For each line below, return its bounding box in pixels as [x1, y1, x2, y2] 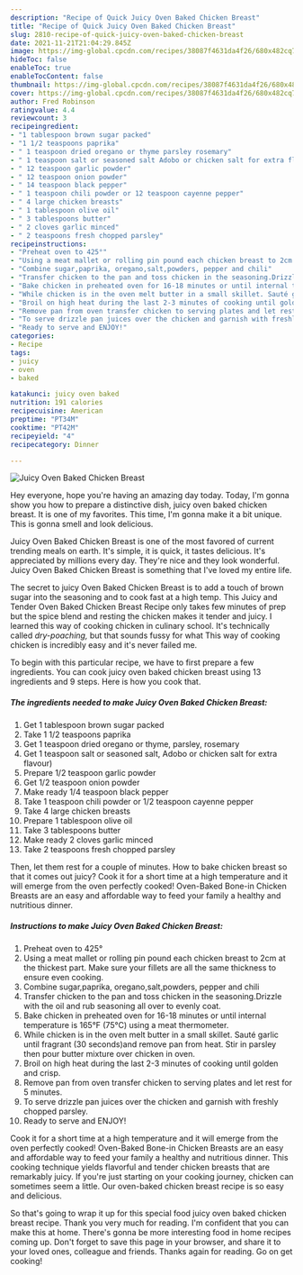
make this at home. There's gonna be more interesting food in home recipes [10, 1227, 291, 1238]
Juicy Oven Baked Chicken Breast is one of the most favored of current [10, 536, 274, 547]
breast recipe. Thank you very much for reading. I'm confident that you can [10, 1217, 290, 1228]
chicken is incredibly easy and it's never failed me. [10, 640, 198, 651]
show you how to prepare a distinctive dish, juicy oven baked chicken [10, 499, 268, 510]
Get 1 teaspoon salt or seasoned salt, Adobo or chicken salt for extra [22, 749, 278, 760]
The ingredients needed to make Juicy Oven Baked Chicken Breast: [10, 697, 268, 707]
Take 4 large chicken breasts [22, 806, 131, 816]
